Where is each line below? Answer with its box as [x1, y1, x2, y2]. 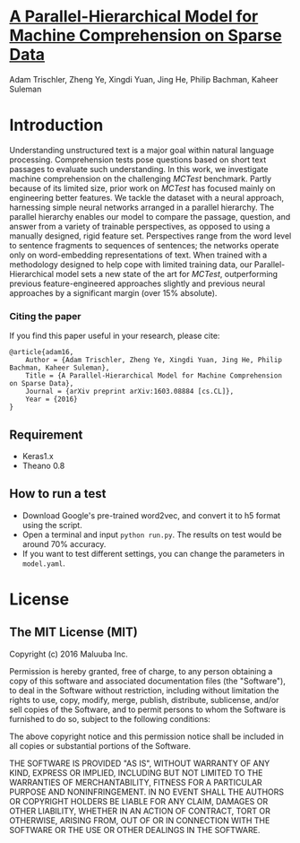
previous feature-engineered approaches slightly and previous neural [9, 278, 266, 289]
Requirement [9, 427, 83, 442]
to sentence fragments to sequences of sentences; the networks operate [9, 239, 279, 250]
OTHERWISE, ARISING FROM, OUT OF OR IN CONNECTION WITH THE [9, 814, 270, 826]
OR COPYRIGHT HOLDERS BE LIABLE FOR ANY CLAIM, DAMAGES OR [9, 795, 269, 806]
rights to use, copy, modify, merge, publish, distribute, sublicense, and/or [9, 694, 279, 705]
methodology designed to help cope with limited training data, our [9, 258, 253, 270]
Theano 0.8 [21, 460, 65, 471]
